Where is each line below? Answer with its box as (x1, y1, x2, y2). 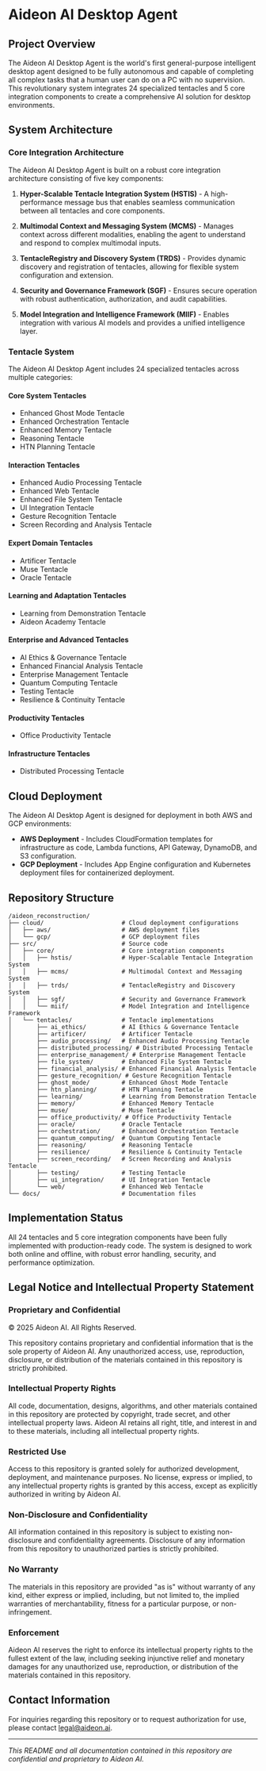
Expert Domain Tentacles (8, 538, 93, 547)
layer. (19, 326, 38, 336)
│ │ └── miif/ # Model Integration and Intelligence (8, 1002, 249, 1011)
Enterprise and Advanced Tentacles (8, 635, 129, 644)
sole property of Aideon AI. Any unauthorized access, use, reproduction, (8, 1346, 245, 1356)
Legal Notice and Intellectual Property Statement (8, 1281, 255, 1294)
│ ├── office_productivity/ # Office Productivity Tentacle (8, 1113, 232, 1122)
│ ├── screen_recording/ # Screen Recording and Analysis (8, 1155, 232, 1163)
